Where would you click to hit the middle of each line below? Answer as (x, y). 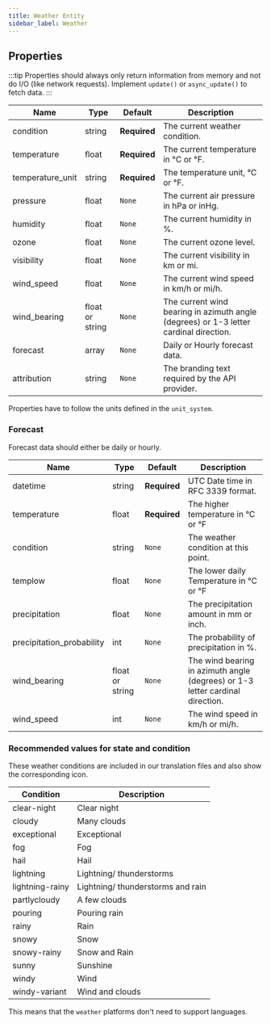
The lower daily (217, 570)
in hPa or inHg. (191, 206)
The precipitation (220, 604)
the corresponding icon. (48, 774)
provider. (180, 388)
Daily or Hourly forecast (208, 346)
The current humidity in (207, 219)
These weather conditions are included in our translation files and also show (135, 766)
